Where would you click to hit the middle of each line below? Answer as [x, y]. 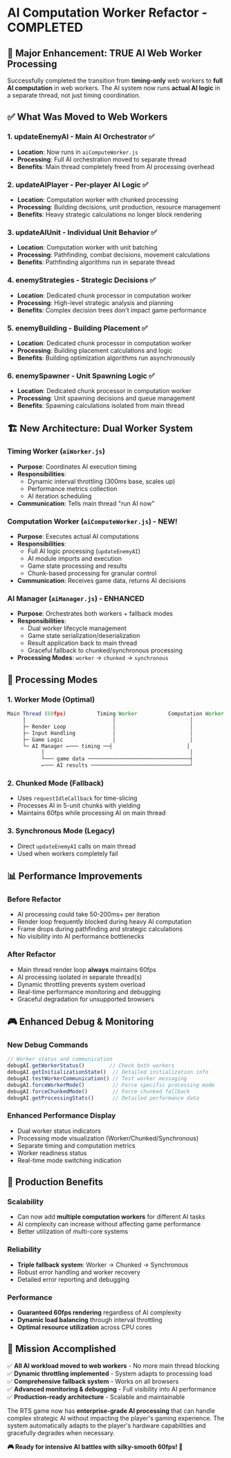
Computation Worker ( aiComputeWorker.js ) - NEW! [92, 521]
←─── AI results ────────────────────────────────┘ [117, 765]
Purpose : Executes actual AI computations [78, 537]
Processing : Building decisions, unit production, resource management [119, 207]
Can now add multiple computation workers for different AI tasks [111, 1217]
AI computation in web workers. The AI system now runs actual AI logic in [114, 88]
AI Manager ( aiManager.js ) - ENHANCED [76, 599]
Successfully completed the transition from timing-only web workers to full [115, 80]
